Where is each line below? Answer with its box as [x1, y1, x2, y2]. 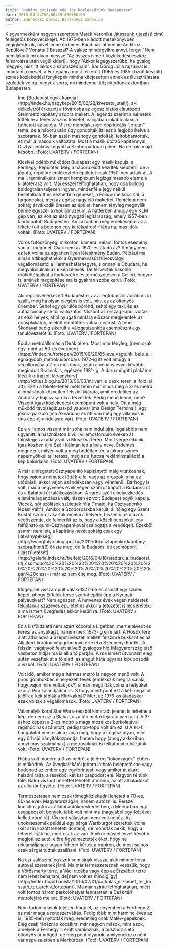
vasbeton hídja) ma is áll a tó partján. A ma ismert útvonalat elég [18, 650, 152, 656]
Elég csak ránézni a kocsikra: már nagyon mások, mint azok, [18, 921, 144, 927]
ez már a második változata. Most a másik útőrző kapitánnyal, [18, 138, 147, 144]
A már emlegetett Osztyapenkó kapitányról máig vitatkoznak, [18, 468, 146, 475]
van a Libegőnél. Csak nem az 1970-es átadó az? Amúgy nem [18, 245, 147, 251]
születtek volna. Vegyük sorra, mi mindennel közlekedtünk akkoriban [5, 80, 149, 86]
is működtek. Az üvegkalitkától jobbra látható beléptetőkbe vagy [18, 761, 152, 768]
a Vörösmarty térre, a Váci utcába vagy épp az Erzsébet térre [18, 867, 146, 874]
